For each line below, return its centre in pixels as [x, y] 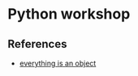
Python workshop [69, 14]
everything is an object [58, 63]
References [37, 44]
